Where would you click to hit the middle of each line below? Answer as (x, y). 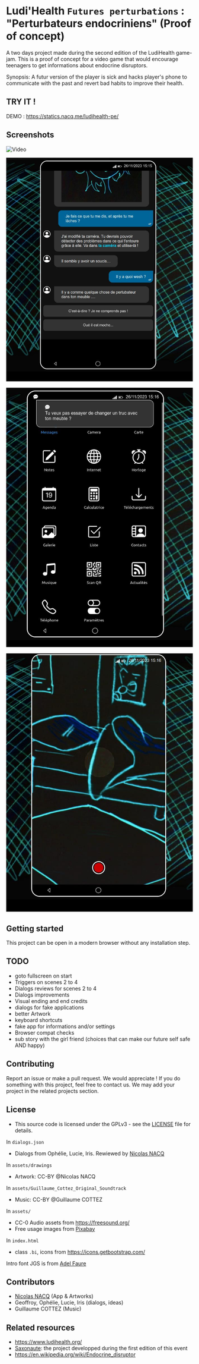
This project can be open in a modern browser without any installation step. (98, 943)
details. (24, 1130)
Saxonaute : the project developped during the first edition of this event (101, 1349)
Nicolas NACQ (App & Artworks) (54, 1296)
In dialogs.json (25, 1142)
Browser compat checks (44, 1032)
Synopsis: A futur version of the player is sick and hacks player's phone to (97, 77)
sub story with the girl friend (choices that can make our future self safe (102, 1039)
